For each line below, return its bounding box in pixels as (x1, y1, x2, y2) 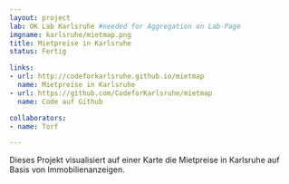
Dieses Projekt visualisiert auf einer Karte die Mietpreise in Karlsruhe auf (9, 155, 280, 166)
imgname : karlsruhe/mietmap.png (9, 30, 131, 39)
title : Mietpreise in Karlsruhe (9, 38, 131, 48)
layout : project (9, 13, 71, 23)
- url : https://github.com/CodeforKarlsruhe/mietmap (9, 88, 213, 98)
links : (9, 63, 34, 73)
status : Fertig (9, 47, 67, 56)
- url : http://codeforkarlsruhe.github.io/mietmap (9, 72, 205, 82)
